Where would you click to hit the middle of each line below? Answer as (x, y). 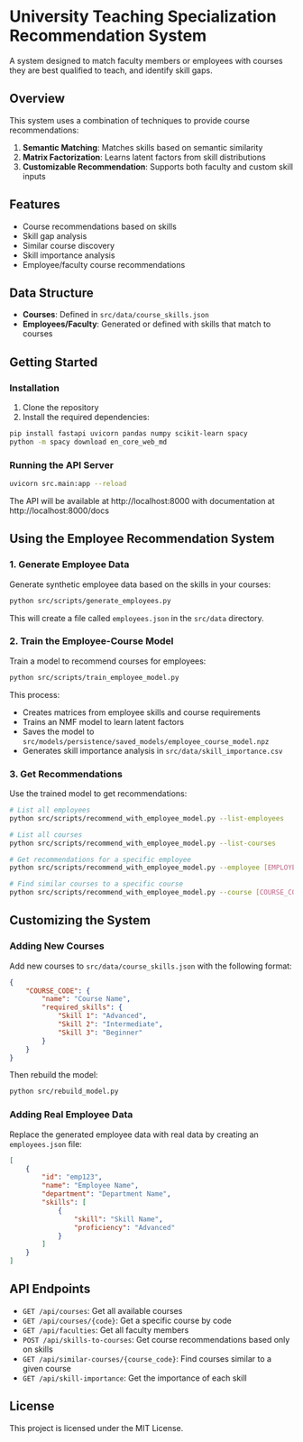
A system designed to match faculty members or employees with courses (146, 60)
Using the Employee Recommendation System (142, 539)
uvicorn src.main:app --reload (68, 484)
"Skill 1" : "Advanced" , (102, 1016)
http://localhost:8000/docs (60, 510)
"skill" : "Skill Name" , (119, 1219)
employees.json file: (46, 1143)
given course (47, 1368)
